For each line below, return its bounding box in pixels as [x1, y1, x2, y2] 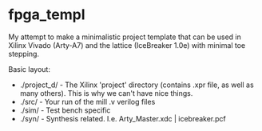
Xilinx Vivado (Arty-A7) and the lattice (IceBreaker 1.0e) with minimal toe [8, 40, 246, 50]
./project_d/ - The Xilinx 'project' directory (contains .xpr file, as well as [19, 80, 254, 89]
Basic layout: [8, 64, 50, 73]
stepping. [8, 49, 40, 58]
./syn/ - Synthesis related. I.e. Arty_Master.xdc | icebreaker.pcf [19, 113, 226, 123]
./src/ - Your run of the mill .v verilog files [19, 97, 156, 106]
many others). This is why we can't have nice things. [19, 88, 193, 97]
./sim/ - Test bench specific [19, 105, 111, 115]
